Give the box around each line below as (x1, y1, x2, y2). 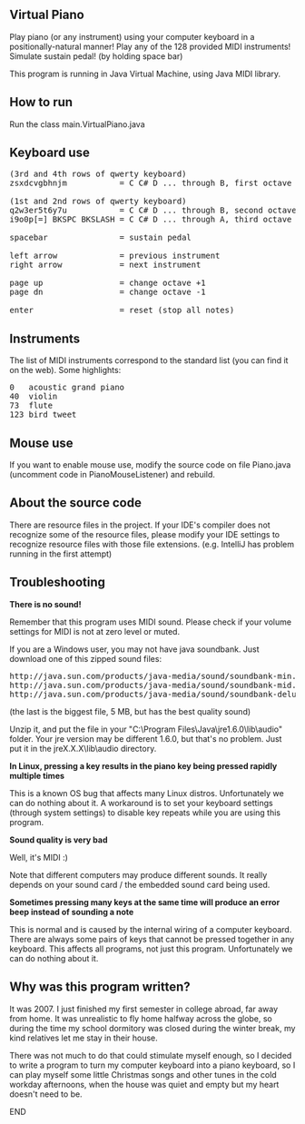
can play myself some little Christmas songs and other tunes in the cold (9, 1069, 277, 1080)
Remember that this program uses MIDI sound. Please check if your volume (9, 616, 292, 627)
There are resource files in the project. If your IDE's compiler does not (9, 519, 271, 530)
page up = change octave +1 (9, 278, 206, 289)
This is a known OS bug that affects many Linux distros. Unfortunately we (9, 787, 284, 798)
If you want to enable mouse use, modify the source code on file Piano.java (9, 459, 291, 470)
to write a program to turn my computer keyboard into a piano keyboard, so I (9, 1060, 296, 1070)
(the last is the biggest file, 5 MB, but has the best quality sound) (9, 705, 251, 716)
